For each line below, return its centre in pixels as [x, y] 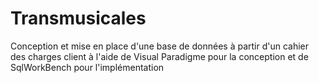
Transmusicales [78, 18]
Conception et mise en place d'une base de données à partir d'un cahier [160, 46]
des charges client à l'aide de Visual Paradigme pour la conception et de [159, 56]
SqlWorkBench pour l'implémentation [87, 67]
